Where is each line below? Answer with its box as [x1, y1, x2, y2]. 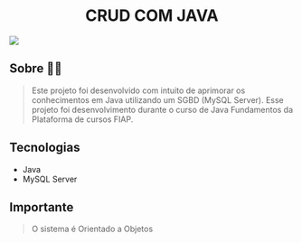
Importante [9, 200, 74, 215]
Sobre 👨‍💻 [9, 61, 62, 77]
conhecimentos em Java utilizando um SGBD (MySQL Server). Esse [31, 94, 284, 105]
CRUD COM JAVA [85, 5, 219, 26]
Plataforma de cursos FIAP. [31, 114, 134, 125]
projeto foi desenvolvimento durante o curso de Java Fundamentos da [31, 104, 294, 115]
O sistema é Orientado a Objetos [31, 223, 154, 235]
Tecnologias [9, 140, 80, 155]
